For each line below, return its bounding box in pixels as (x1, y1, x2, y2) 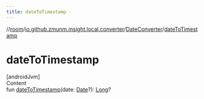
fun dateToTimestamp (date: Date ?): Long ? (6, 86, 111, 93)
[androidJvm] (6, 73, 41, 80)
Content (6, 79, 27, 86)
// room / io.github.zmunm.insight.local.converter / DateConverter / (6, 25, 165, 33)
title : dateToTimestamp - (6, 8, 72, 15)
